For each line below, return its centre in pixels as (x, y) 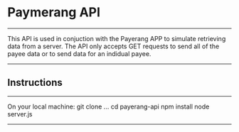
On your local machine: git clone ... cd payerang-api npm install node (108, 106)
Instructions (35, 83)
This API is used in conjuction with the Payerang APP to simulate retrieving (117, 38)
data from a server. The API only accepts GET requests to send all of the (113, 46)
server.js (20, 114)
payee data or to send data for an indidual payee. (79, 53)
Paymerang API (54, 12)
